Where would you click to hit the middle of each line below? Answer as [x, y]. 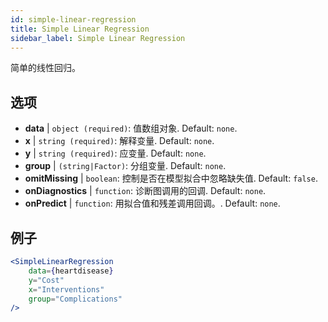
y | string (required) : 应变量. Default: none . [115, 153]
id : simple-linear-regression [73, 19]
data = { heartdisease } [71, 271]
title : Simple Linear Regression [80, 29]
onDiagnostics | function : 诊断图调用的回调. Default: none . [145, 191]
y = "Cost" [46, 280]
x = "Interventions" [66, 289]
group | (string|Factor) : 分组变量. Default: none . [125, 166]
